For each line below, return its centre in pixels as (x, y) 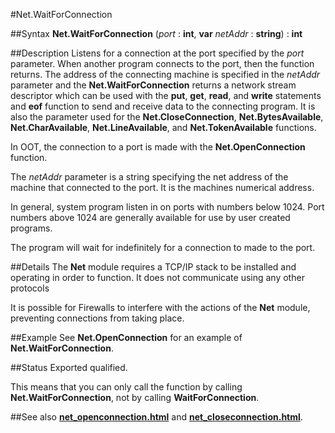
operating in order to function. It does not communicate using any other (157, 277)
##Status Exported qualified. (69, 367)
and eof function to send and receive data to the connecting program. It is (163, 106)
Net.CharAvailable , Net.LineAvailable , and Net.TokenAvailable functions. (163, 127)
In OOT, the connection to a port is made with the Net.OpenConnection (158, 147)
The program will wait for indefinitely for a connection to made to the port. (163, 247)
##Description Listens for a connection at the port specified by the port (157, 53)
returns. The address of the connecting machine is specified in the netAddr (165, 74)
